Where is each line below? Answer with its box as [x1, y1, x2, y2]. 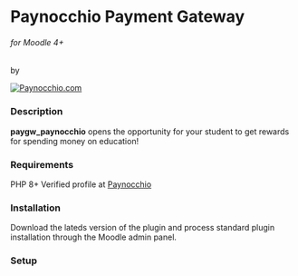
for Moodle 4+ [10, 36, 64, 47]
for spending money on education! [10, 135, 139, 146]
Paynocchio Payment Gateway [10, 6, 245, 27]
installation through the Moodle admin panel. [10, 232, 178, 242]
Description [10, 105, 63, 118]
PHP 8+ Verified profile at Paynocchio [10, 179, 152, 190]
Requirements [10, 158, 74, 171]
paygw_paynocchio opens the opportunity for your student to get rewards [10, 125, 290, 137]
